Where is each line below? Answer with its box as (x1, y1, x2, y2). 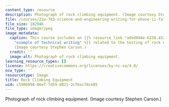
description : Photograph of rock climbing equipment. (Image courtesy (5, 12, 156, 17)
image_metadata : (5, 31, 39, 36)
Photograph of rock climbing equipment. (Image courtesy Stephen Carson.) (5, 96, 162, 102)
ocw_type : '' (5, 68, 33, 73)
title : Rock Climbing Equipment (5, 77, 73, 82)
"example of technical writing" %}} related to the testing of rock (14, 40, 161, 45)
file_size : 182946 (5, 21, 44, 27)
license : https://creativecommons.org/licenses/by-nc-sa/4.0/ (5, 63, 138, 68)
